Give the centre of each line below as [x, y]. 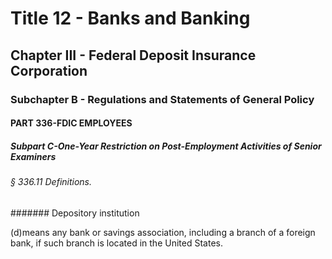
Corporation [49, 70]
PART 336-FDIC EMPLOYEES [71, 123]
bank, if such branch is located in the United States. [116, 243]
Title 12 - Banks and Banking [130, 18]
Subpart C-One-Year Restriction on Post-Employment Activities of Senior [166, 146]
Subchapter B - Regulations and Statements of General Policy [162, 99]
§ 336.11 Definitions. [51, 182]
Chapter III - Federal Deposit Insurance [133, 55]
